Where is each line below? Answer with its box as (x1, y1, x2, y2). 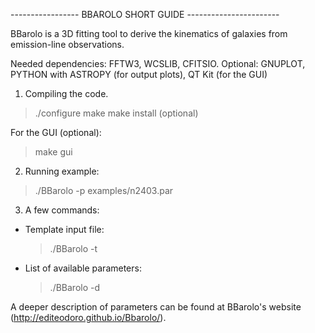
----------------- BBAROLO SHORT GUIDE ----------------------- (10, 9, 280, 20)
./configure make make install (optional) (34, 107, 199, 119)
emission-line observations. (10, 39, 125, 50)
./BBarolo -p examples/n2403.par (34, 185, 174, 196)
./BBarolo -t (49, 243, 98, 254)
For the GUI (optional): (10, 127, 102, 138)
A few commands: (24, 204, 100, 216)
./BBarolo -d (49, 282, 101, 293)
